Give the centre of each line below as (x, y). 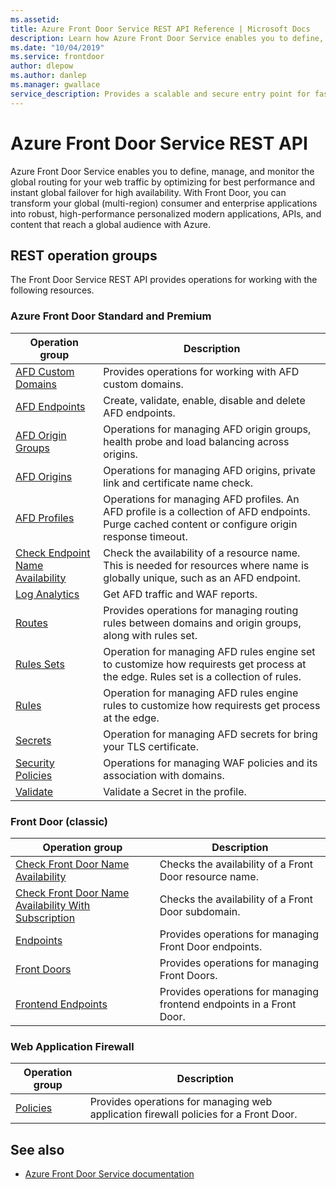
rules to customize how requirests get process (212, 705)
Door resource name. (209, 876)
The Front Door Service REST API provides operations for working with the (164, 280)
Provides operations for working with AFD (201, 371)
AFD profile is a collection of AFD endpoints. (207, 511)
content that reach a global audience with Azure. (110, 224)
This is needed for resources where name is (206, 565)
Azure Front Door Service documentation (109, 1174)
